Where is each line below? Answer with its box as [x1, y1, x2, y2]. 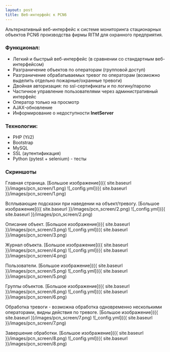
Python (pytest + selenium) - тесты [12, 156, 87, 162]
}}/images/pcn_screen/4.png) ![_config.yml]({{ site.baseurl [5, 247, 128, 253]
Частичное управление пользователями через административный [12, 88, 158, 94]
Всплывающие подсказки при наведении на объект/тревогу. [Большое [5, 200, 160, 207]
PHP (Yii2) [12, 134, 35, 140]
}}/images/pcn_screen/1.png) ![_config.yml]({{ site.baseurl [5, 185, 127, 191]
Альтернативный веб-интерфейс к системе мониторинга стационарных [5, 26, 161, 32]
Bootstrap [12, 139, 33, 145]
